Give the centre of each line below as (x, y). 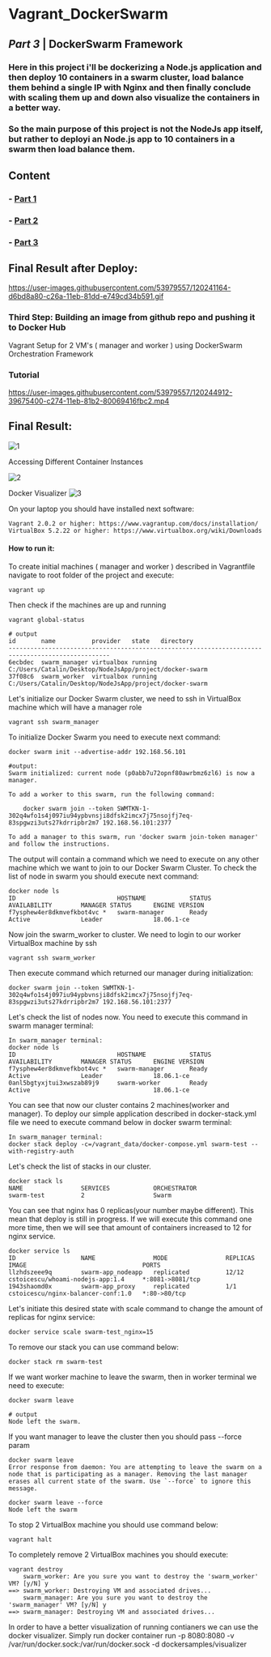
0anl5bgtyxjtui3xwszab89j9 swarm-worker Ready (108, 1083)
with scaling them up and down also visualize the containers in (134, 97)
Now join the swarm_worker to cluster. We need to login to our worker (125, 935)
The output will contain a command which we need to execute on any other (134, 859)
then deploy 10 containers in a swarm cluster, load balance (126, 77)
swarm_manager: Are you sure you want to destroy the (115, 1598)
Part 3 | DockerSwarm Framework (96, 44)
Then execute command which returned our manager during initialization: (131, 973)
